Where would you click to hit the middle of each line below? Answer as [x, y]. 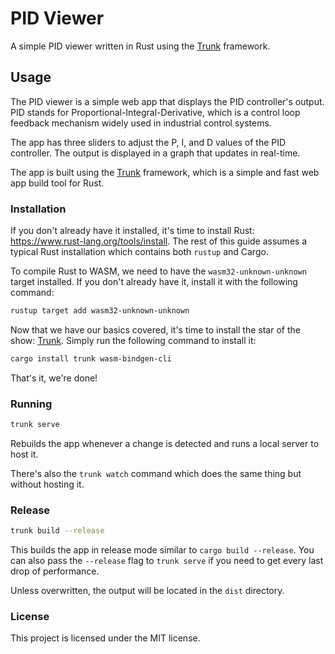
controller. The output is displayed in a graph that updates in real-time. [155, 153]
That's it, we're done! [54, 378]
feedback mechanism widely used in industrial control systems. [141, 123]
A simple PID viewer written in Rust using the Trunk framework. [140, 46]
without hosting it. [47, 484]
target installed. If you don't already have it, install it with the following [154, 282]
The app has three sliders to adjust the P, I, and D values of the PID [148, 142]
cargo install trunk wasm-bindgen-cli [91, 358]
